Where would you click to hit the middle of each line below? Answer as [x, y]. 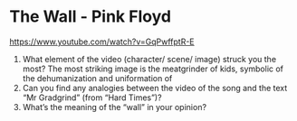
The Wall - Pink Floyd [91, 17]
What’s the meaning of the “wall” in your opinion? [114, 107]
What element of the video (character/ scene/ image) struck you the [149, 59]
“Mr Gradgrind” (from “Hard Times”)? [92, 98]
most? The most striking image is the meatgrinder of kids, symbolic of [153, 69]
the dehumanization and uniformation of [97, 78]
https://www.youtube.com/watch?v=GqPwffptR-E [102, 42]
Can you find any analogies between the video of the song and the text [155, 88]
